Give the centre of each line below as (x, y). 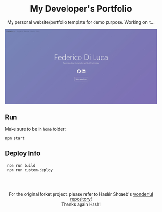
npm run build (21, 165)
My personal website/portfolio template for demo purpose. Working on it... (81, 22)
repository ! (81, 199)
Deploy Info (23, 154)
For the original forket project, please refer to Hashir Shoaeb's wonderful (81, 194)
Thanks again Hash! (81, 204)
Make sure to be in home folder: (35, 129)
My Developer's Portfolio (81, 9)
